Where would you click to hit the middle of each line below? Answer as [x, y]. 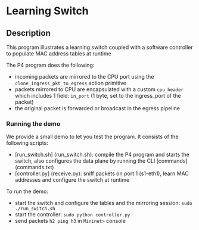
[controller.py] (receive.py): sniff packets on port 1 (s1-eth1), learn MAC [102, 173]
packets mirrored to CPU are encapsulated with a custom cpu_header [99, 89]
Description [28, 33]
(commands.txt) [34, 167]
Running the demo [33, 123]
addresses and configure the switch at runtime [72, 180]
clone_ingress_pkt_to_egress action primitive [71, 83]
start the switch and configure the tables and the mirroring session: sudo [103, 203]
